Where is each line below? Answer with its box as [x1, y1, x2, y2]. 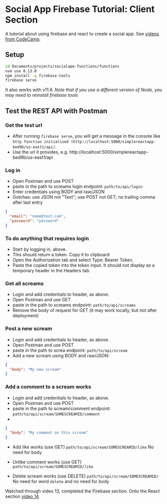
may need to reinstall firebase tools [5, 92, 78, 98]
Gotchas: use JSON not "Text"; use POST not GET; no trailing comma [12, 194, 155, 200]
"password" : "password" [9, 218, 59, 223]
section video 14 [5, 493, 39, 499]
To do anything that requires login [5, 235, 89, 242]
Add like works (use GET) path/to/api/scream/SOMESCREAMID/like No [12, 444, 154, 450]
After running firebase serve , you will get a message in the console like [12, 133, 160, 139]
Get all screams [5, 280, 44, 287]
